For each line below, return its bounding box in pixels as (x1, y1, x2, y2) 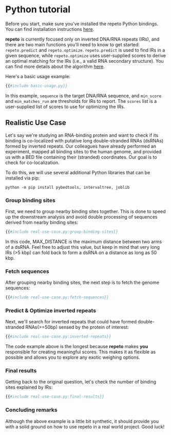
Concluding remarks (5, 406, 58, 413)
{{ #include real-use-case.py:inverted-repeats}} (5, 334, 111, 339)
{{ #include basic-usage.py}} (5, 83, 68, 88)
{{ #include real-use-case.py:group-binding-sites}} (5, 229, 118, 234)
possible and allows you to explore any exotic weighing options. (5, 354, 140, 360)
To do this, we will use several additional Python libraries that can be (5, 169, 150, 175)
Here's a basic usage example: (5, 73, 71, 79)
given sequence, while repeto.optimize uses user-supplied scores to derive (5, 52, 166, 59)
